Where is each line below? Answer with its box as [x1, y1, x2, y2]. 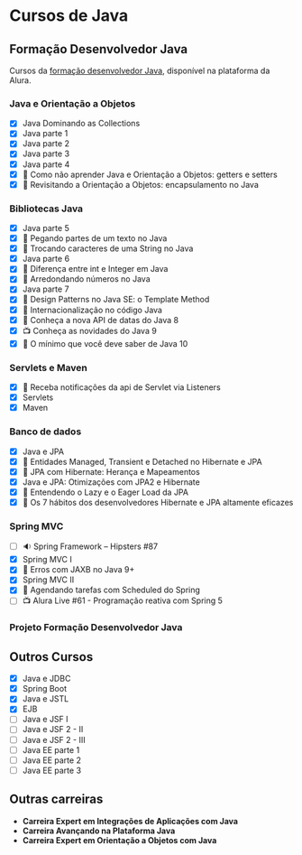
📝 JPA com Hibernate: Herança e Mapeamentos [22, 466, 200, 477]
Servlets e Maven [9, 361, 87, 374]
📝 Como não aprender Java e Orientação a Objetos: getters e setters [22, 169, 278, 180]
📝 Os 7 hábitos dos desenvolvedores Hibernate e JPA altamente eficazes [22, 497, 294, 507]
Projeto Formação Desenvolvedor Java [9, 621, 183, 634]
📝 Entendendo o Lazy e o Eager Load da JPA [22, 487, 189, 497]
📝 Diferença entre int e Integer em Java [22, 264, 169, 274]
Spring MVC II [22, 574, 75, 585]
